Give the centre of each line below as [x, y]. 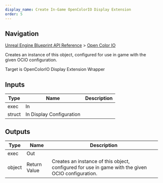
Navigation [22, 34]
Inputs [15, 85]
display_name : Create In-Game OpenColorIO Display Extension [68, 9]
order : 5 [14, 14]
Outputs [18, 132]
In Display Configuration [53, 115]
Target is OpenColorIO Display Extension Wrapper [55, 69]
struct [14, 115]
